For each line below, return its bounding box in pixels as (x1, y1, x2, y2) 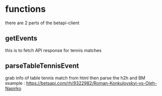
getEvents (5, 34, 38, 43)
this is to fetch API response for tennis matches (5, 47, 102, 53)
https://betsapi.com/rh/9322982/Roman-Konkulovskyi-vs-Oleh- (26, 80, 157, 86)
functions (5, 3, 46, 15)
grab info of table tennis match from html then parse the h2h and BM (5, 75, 145, 81)
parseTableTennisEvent (5, 62, 79, 70)
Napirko (5, 85, 21, 91)
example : (5, 80, 25, 86)
